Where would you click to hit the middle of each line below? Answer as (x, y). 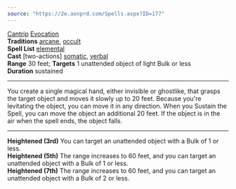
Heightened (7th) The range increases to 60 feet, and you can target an (112, 170)
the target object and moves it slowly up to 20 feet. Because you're (104, 98)
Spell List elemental (36, 48)
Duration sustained (35, 71)
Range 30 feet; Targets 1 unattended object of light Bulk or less (99, 63)
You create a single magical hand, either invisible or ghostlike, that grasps (114, 91)
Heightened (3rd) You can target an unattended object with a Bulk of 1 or (113, 141)
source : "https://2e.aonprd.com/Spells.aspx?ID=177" (86, 14)
